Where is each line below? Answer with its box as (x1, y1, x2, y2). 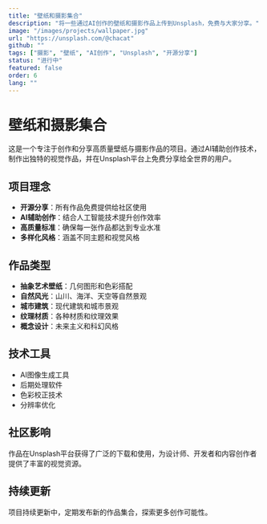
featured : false (8, 64, 63, 72)
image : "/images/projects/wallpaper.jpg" (8, 26, 149, 35)
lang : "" (8, 79, 38, 87)
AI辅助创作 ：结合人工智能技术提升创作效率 (19, 213, 162, 222)
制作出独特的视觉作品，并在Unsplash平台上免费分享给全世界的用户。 (8, 154, 237, 164)
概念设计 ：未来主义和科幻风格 (19, 322, 119, 331)
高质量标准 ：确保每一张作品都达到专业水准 (19, 222, 161, 233)
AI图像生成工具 (19, 370, 70, 380)
